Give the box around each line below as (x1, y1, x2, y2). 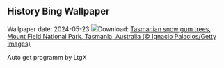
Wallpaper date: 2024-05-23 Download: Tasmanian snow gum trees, (7, 24, 211, 33)
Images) (7, 40, 31, 48)
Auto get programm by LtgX (7, 53, 87, 61)
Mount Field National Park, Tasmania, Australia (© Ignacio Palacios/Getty (7, 32, 217, 40)
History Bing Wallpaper (7, 6, 110, 17)
